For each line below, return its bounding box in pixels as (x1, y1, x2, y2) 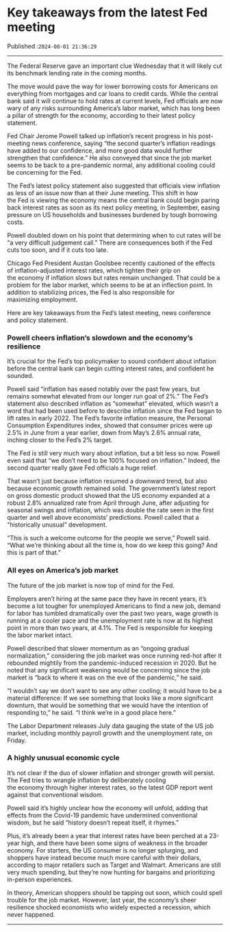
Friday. (7, 736, 27, 744)
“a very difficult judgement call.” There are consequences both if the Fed (7, 238, 213, 247)
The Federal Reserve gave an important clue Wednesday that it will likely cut (7, 62, 222, 70)
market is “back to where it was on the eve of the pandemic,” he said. (7, 673, 203, 681)
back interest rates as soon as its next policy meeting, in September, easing (7, 203, 220, 212)
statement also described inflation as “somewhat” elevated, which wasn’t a (7, 399, 219, 408)
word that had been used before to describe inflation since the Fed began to (7, 407, 222, 415)
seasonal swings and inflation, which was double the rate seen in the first (7, 506, 214, 514)
